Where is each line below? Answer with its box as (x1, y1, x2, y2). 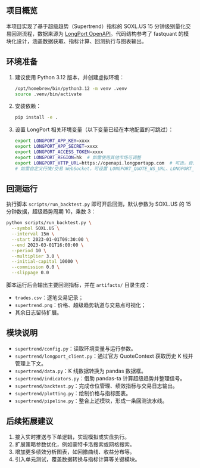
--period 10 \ (11, 247, 46, 253)
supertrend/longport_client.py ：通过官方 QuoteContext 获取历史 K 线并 (14, 352, 193, 359)
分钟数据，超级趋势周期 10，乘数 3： (6, 208, 96, 215)
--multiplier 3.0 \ (11, 253, 60, 259)
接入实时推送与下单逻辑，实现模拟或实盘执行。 (14, 433, 130, 440)
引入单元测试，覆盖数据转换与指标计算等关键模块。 (14, 455, 140, 463)
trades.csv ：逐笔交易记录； (14, 294, 84, 301)
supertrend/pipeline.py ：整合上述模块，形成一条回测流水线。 (14, 397, 168, 404)
